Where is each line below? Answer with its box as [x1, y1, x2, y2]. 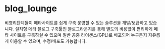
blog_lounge [4, 3, 57, 14]
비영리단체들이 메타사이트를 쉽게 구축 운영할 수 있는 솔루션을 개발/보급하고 [4, 20, 148, 25]
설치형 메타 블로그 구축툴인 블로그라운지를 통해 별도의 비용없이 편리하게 [15, 25, 153, 32]
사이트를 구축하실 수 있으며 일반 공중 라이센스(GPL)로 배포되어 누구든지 [9, 32, 147, 38]
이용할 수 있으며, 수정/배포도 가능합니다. [9, 38, 87, 44]
